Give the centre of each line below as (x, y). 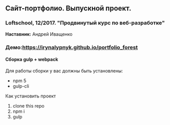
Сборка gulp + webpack (32, 59)
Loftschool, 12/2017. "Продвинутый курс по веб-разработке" (85, 23)
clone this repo (28, 106)
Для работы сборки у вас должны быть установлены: (64, 70)
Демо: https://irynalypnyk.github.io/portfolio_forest (72, 47)
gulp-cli (21, 86)
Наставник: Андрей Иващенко (39, 34)
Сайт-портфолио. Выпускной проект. (68, 8)
